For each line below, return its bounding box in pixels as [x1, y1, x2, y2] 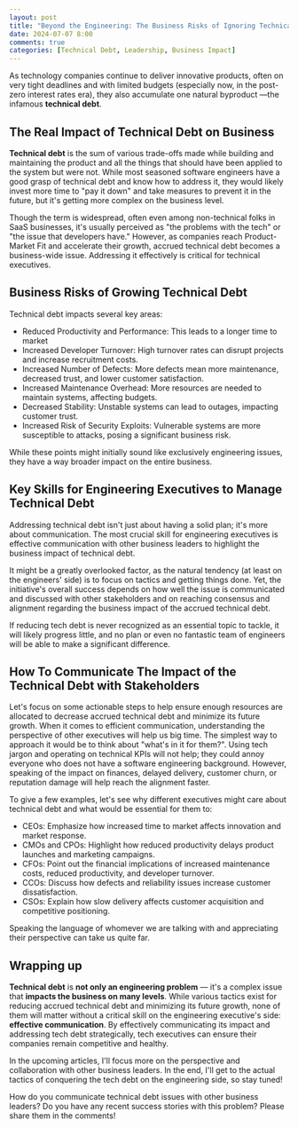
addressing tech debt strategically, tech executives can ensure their [9, 1029, 257, 1039]
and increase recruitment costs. [21, 354, 139, 365]
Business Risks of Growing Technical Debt [9, 285, 248, 300]
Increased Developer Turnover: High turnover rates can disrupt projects [21, 344, 284, 355]
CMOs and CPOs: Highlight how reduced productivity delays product [21, 840, 275, 850]
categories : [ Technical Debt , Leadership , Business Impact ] [9, 46, 237, 55]
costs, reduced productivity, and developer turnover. [21, 868, 215, 879]
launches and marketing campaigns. [21, 849, 155, 860]
